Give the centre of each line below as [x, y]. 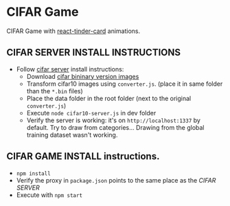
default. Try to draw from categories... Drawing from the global [115, 127]
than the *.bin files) [55, 91]
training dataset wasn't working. [72, 135]
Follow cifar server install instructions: [70, 69]
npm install [33, 173]
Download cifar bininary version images [83, 76]
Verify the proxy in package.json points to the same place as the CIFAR [116, 180]
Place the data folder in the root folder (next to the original [109, 98]
